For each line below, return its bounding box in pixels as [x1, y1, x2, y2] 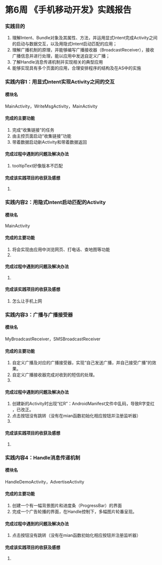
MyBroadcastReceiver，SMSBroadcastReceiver [5, 336, 101, 342]
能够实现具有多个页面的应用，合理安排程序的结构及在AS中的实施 [12, 65, 142, 71]
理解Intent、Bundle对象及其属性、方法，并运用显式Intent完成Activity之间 [12, 35, 158, 41]
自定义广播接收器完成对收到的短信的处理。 [12, 372, 97, 378]
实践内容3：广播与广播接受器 [5, 311, 73, 318]
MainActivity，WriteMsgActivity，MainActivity [5, 103, 98, 109]
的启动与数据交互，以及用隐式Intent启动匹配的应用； [12, 41, 117, 47]
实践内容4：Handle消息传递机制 [5, 454, 81, 461]
